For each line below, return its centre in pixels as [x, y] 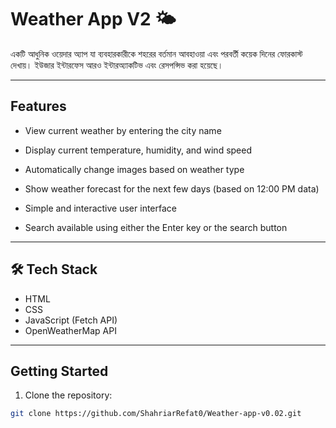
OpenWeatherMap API [70, 330]
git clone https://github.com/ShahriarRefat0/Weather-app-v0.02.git [156, 414]
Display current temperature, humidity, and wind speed [138, 150]
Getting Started [59, 371]
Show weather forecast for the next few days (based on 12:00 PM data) [172, 188]
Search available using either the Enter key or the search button [156, 227]
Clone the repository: [68, 395]
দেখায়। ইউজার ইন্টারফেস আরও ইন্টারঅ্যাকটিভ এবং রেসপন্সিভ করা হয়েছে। [117, 65]
